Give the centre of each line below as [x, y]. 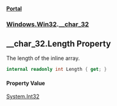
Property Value [26, 83]
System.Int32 [23, 96]
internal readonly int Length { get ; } [57, 70]
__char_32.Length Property [59, 43]
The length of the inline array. [43, 58]
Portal [14, 8]
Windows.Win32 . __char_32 [48, 24]
